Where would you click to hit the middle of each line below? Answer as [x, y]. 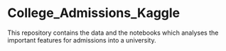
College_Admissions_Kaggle [94, 13]
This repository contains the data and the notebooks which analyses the [113, 33]
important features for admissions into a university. [82, 40]
